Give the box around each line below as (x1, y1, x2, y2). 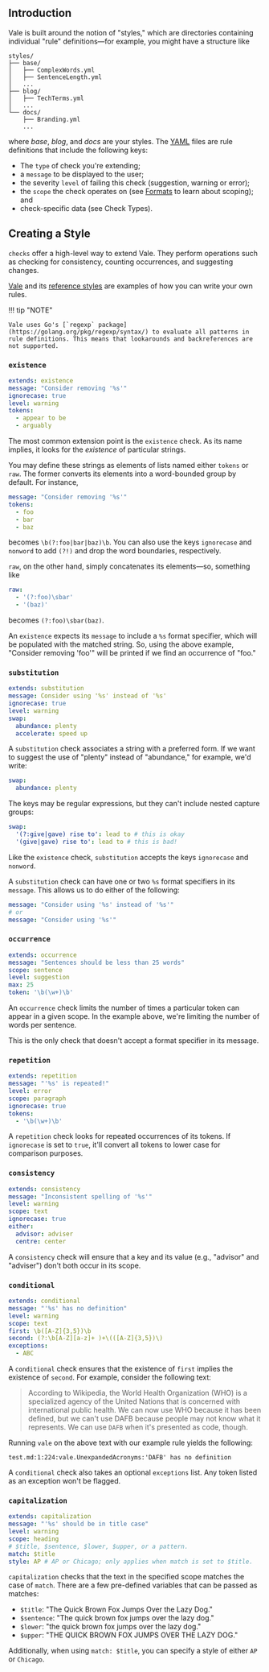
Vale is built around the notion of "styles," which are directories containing (8, 27, 255, 37)
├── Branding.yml (22, 115, 81, 123)
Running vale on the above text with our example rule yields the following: (8, 1438, 253, 1448)
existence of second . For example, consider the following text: (8, 1372, 211, 1382)
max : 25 (8, 981, 35, 989)
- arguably (15, 422, 52, 430)
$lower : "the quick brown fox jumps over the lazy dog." (19, 1622, 202, 1632)
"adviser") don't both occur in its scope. (8, 1260, 141, 1270)
